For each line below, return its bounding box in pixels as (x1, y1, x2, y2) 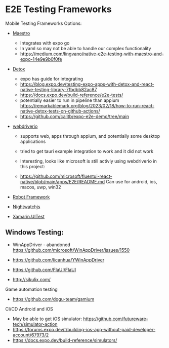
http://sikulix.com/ (12, 276, 51, 282)
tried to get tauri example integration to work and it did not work (20, 148, 153, 154)
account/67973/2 (12, 332, 49, 338)
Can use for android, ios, (106, 178, 157, 184)
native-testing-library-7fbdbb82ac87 (20, 86, 97, 92)
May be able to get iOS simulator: (12, 316, 82, 322)
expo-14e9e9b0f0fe (20, 56, 62, 62)
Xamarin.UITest (12, 213, 45, 219)
